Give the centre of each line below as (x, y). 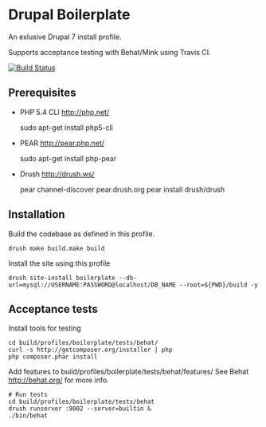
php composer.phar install (53, 357)
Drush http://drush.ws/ (57, 174)
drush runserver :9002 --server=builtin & (80, 409)
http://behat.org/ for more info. (59, 380)
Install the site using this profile (59, 263)
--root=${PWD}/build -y (219, 285)
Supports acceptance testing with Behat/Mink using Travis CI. (110, 52)
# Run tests (28, 395)
